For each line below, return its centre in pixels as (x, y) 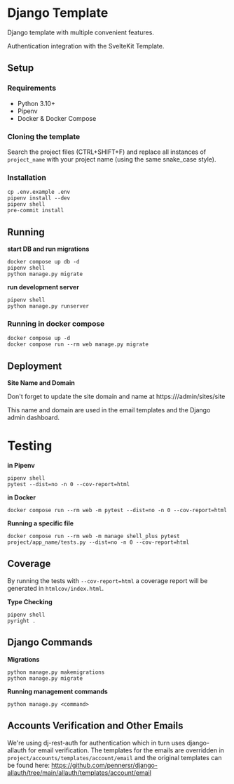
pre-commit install (36, 211)
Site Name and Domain (41, 383)
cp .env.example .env (39, 192)
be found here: (29, 765)
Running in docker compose (56, 323)
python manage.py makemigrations (56, 672)
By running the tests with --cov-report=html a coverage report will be (108, 580)
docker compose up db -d (43, 262)
